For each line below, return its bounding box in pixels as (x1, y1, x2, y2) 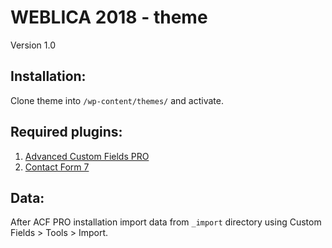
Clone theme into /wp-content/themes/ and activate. (10, 94, 224, 106)
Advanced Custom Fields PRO (24, 150, 150, 162)
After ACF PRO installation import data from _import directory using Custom (10, 216, 322, 228)
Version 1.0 (10, 39, 56, 51)
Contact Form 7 (24, 161, 90, 173)
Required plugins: (10, 124, 123, 141)
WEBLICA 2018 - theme (10, 6, 208, 29)
